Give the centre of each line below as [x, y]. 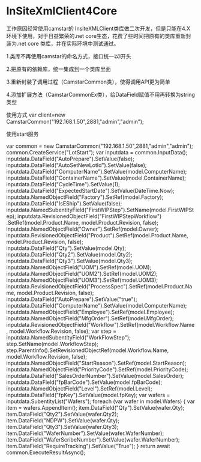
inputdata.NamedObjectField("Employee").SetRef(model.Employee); [90, 312]
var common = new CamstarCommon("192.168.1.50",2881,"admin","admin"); [100, 146]
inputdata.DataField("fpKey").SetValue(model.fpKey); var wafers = [88, 395]
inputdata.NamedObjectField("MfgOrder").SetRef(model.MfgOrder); [90, 318]
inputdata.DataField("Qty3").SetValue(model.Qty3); [70, 261]
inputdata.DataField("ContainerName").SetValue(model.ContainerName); [96, 178]
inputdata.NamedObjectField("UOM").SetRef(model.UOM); [79, 267]
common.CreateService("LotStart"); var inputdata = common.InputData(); [97, 152]
